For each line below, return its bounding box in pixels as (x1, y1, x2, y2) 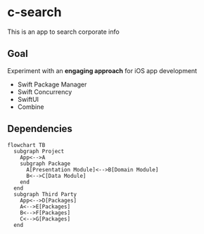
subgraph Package (20, 160, 71, 167)
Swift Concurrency (17, 87, 72, 96)
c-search (7, 4, 62, 20)
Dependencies (7, 123, 72, 135)
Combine (17, 103, 44, 111)
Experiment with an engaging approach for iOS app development (7, 66, 198, 74)
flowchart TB (7, 141, 46, 148)
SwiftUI (17, 95, 39, 103)
